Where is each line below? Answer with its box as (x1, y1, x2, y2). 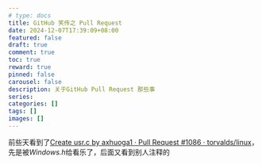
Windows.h (29, 147, 66, 157)
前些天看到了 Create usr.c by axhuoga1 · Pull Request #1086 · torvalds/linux (8, 137, 252, 147)
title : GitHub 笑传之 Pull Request (8, 19, 122, 27)
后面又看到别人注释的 (100, 147, 171, 157)
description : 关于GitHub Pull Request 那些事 (8, 85, 156, 93)
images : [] (8, 115, 44, 123)
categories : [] (8, 100, 59, 108)
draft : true (8, 41, 48, 49)
